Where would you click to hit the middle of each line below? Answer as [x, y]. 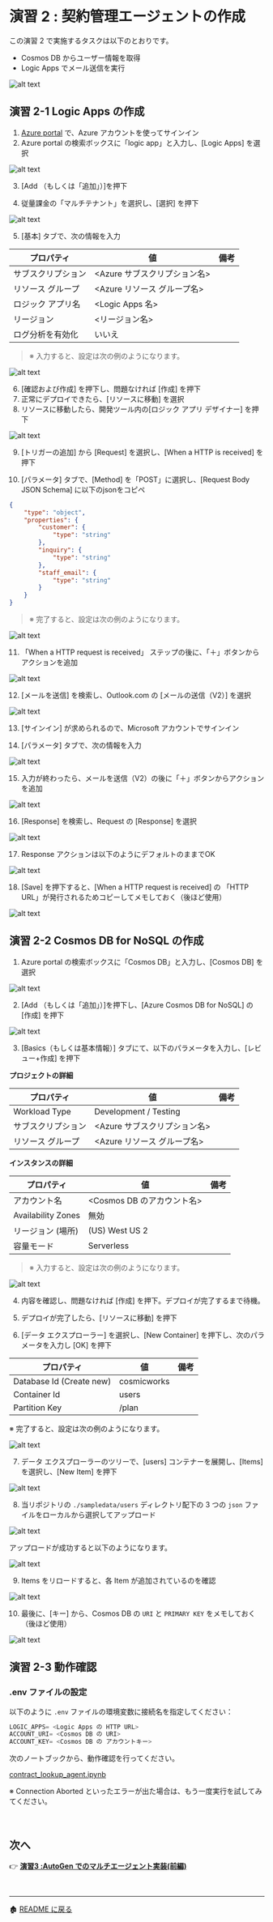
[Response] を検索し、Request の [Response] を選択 [109, 821]
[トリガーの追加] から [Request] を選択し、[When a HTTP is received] [137, 452]
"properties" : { [51, 520]
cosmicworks [144, 1381]
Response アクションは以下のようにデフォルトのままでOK [118, 854]
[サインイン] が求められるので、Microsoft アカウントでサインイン [130, 728]
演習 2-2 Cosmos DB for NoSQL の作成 [107, 941]
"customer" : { [62, 527]
